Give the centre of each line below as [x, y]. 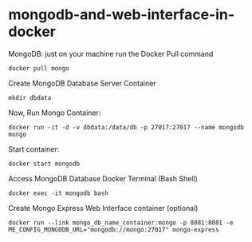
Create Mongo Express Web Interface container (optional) [103, 208]
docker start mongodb [44, 164]
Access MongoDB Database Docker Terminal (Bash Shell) [103, 178]
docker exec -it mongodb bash [59, 193]
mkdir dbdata [30, 97]
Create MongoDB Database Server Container [83, 83]
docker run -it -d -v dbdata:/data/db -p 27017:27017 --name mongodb [126, 127]
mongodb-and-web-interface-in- [122, 15]
